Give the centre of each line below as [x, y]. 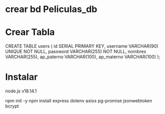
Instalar [21, 77]
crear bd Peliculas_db [51, 9]
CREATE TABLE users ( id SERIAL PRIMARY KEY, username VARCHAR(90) [82, 46]
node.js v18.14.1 [21, 91]
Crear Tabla [30, 32]
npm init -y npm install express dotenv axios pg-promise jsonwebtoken [79, 101]
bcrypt [12, 106]
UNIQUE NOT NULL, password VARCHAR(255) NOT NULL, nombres [76, 52]
